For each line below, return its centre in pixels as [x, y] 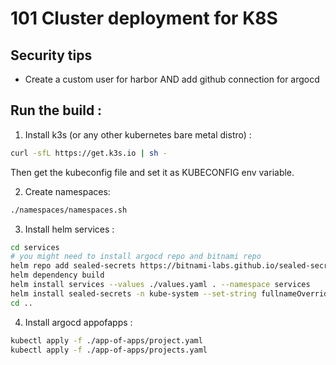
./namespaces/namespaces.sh [69, 210]
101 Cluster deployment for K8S [144, 18]
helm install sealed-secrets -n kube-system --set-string [133, 293]
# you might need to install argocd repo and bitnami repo [136, 257]
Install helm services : [69, 229]
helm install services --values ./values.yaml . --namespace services [160, 285]
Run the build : [56, 110]
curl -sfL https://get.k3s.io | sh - [89, 153]
